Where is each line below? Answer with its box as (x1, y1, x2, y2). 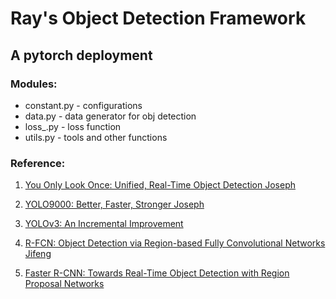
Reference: (10, 156, 66, 170)
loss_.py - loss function (24, 120, 122, 132)
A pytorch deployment (10, 47, 153, 64)
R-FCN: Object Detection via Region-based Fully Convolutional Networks (24, 237, 326, 249)
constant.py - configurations (24, 99, 143, 111)
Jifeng (24, 248, 52, 260)
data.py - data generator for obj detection (24, 110, 197, 122)
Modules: (10, 77, 58, 91)
